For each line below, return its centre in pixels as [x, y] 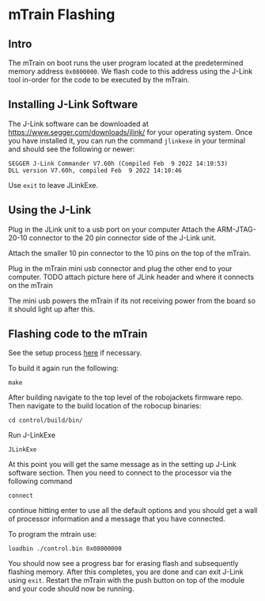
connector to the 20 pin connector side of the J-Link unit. [122, 237]
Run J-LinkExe [32, 435]
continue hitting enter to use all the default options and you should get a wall [133, 511]
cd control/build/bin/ [45, 421]
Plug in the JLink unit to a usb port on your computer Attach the [112, 229]
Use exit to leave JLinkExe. [53, 185]
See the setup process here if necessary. [75, 353]
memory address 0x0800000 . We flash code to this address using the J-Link [131, 71]
